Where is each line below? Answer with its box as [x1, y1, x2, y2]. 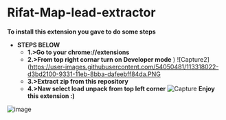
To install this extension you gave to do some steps [7, 27, 156, 36]
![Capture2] [177, 55, 210, 63]
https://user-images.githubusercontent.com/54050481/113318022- [30, 62, 219, 71]
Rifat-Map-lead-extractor [7, 5, 156, 21]
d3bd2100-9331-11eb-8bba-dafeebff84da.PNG [27, 70, 161, 78]
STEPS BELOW [16, 40, 60, 49]
